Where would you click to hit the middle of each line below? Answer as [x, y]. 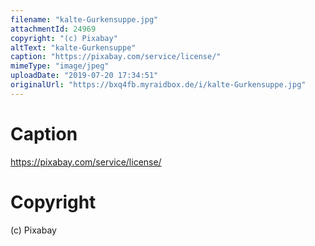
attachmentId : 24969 [53, 29]
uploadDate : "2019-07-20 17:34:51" [84, 76]
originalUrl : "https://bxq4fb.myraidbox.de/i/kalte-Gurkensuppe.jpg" [158, 85]
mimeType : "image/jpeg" [60, 66]
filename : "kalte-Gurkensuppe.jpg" [84, 19]
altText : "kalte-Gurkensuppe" [73, 47]
